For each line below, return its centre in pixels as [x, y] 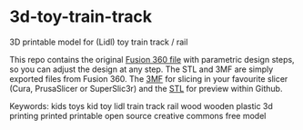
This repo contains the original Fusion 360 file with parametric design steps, [152, 59]
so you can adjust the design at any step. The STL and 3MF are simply [141, 69]
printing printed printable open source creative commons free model [138, 115]
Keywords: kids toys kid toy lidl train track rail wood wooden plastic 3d [141, 105]
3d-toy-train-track [81, 17]
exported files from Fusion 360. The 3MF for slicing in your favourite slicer [149, 78]
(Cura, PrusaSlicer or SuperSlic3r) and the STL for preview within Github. [146, 88]
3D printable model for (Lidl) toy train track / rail [99, 42]
